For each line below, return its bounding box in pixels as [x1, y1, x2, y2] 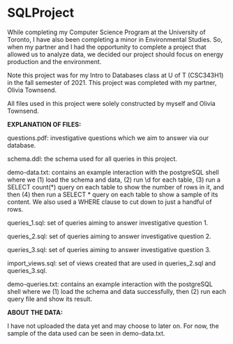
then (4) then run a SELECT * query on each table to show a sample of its [7, 190, 218, 198]
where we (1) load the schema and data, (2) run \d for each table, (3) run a [7, 175, 221, 184]
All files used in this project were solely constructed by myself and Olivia [7, 99, 216, 107]
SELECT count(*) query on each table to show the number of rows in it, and [7, 182, 225, 191]
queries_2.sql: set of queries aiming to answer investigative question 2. [7, 232, 211, 240]
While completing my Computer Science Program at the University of [7, 28, 206, 36]
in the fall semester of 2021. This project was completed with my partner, [7, 78, 218, 86]
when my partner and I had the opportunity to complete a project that [7, 42, 207, 51]
